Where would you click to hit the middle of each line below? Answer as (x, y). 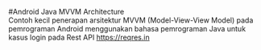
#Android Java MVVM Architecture (66, 12)
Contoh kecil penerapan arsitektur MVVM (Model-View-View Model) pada (131, 20)
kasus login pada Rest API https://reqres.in (79, 37)
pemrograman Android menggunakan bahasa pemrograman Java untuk (127, 29)
